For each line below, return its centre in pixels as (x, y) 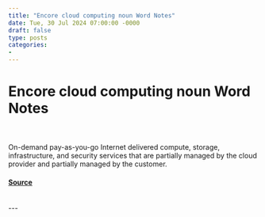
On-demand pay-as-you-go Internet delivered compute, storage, (114, 147)
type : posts (28, 38)
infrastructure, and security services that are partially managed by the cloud (133, 155)
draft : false (30, 30)
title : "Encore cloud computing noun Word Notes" (92, 15)
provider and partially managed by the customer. (88, 164)
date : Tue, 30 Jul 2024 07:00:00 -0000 (74, 23)
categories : (28, 45)
